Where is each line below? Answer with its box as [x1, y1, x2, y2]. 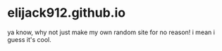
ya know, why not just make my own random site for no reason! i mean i [7, 28, 215, 36]
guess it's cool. [7, 35, 51, 43]
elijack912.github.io [7, 5, 125, 21]
